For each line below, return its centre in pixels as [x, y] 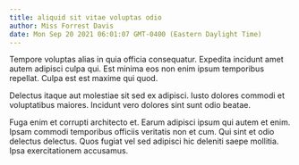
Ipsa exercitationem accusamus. [69, 151]
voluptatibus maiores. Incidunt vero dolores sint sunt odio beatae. [130, 105]
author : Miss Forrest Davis [62, 26]
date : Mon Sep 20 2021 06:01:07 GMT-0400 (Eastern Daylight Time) [136, 34]
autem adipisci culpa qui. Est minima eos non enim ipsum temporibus [137, 69]
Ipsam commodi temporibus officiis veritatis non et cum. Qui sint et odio [142, 132]
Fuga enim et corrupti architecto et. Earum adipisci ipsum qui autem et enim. [150, 122]
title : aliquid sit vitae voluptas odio [86, 17]
